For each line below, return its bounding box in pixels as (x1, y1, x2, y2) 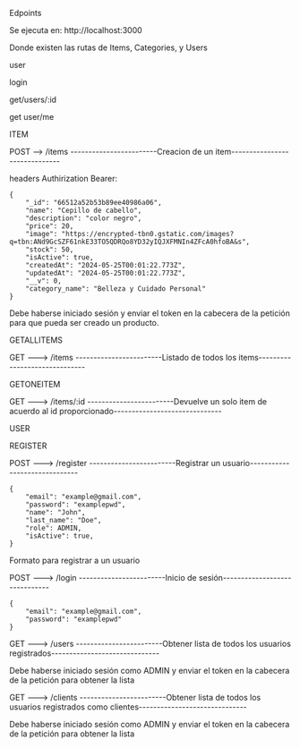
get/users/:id (9, 94, 56, 105)
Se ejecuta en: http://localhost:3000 (9, 25, 143, 35)
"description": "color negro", (25, 214, 142, 223)
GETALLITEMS (9, 335, 64, 345)
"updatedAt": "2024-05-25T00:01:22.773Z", (25, 268, 186, 277)
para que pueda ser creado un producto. (9, 318, 159, 327)
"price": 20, (25, 222, 74, 231)
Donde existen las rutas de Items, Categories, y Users (9, 42, 208, 53)
